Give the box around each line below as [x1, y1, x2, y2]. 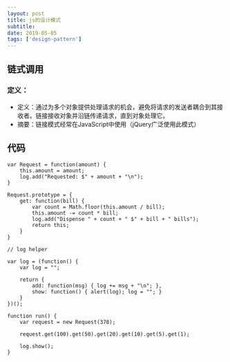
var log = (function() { [7, 257, 79, 265]
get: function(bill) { [19, 197, 85, 204]
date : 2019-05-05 [7, 29, 57, 37]
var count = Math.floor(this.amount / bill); [32, 203, 166, 210]
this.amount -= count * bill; [32, 209, 119, 217]
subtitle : [7, 23, 36, 30]
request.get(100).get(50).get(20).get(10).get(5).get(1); [19, 330, 190, 338]
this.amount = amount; [19, 167, 85, 174]
